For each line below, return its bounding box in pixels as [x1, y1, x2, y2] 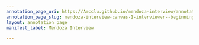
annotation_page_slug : [6, 14, 62, 20]
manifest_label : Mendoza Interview [6, 25, 94, 31]
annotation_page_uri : [6, 8, 60, 15]
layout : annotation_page [6, 19, 68, 25]
